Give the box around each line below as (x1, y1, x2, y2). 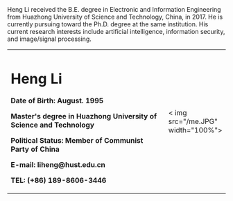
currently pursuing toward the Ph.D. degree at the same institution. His (7, 20, 209, 28)
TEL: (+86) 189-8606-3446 (10, 175, 107, 185)
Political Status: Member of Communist (10, 136, 144, 146)
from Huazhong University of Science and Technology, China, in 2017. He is (7, 12, 223, 21)
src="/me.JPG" (168, 116, 218, 126)
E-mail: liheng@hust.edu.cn (10, 160, 105, 170)
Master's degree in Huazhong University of (10, 112, 157, 121)
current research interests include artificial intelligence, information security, (7, 28, 225, 35)
